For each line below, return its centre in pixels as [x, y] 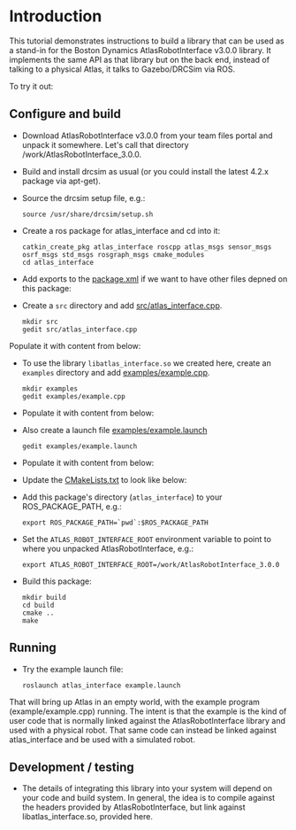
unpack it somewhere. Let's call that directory [105, 144]
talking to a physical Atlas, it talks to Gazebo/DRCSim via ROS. [122, 69]
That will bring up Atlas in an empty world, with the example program [135, 702]
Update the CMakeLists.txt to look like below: [104, 479]
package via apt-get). [61, 181]
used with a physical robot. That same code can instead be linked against [143, 730]
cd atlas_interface [58, 262]
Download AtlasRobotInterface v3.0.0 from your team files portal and [147, 136]
